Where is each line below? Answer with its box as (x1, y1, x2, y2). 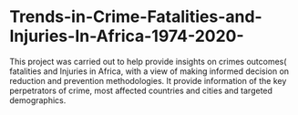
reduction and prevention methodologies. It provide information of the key (9, 75, 287, 86)
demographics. (9, 94, 67, 106)
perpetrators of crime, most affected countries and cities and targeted (9, 85, 273, 96)
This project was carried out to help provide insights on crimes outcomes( (9, 56, 287, 67)
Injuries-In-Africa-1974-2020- (9, 26, 244, 47)
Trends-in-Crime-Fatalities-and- (9, 6, 262, 27)
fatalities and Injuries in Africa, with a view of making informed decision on (9, 66, 290, 77)
